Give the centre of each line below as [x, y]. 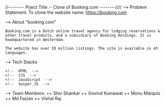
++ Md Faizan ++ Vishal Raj [33, 98]
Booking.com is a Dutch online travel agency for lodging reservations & [83, 31]
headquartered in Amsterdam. [35, 40]
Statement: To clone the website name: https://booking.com [66, 12]
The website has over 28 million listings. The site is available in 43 [82, 49]
